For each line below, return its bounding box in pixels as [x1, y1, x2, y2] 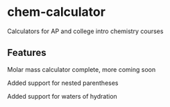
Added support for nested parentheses [7, 79, 119, 87]
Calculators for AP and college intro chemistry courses [7, 27, 164, 35]
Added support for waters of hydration [7, 92, 118, 100]
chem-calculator [7, 4, 106, 20]
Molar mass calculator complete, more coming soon [7, 65, 156, 73]
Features [7, 47, 46, 59]
